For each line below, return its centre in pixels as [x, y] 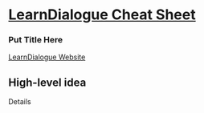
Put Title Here [36, 40]
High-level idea [47, 82]
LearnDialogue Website [47, 57]
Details [20, 102]
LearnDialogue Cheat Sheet [102, 15]
